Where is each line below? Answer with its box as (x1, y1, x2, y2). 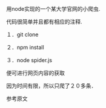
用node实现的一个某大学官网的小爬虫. (6, 5, 101, 12)
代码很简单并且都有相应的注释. (6, 18, 83, 25)
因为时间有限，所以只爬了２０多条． (6, 82, 97, 89)
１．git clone (6, 31, 39, 38)
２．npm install (6, 44, 44, 51)
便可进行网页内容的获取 (6, 69, 65, 77)
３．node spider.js (6, 57, 53, 63)
